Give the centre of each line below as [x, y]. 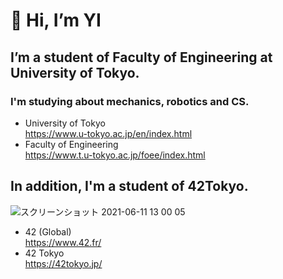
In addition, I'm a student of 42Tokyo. [129, 186]
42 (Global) [48, 231]
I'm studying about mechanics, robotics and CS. [130, 101]
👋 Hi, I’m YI [56, 20]
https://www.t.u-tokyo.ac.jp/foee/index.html [115, 155]
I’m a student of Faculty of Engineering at [141, 57]
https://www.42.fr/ [63, 242]
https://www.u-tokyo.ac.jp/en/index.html [108, 133]
